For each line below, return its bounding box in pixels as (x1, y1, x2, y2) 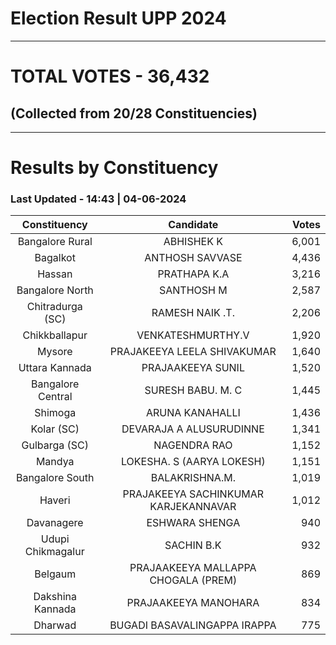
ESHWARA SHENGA (146, 516, 241, 530)
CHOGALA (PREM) (149, 573, 238, 587)
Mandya (35, 455, 75, 469)
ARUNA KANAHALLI (145, 406, 241, 420)
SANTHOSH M (158, 283, 228, 297)
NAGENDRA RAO (153, 438, 233, 452)
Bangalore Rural (17, 235, 93, 249)
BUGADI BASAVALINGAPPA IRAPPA (109, 618, 277, 632)
